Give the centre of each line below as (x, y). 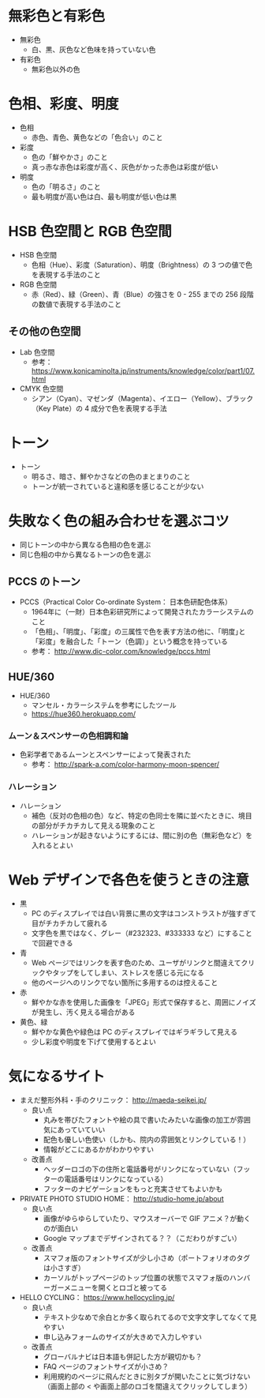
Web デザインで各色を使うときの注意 (129, 879)
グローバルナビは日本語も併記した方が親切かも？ (123, 1356)
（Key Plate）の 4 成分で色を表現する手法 (99, 408)
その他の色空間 (45, 331)
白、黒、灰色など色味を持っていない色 (93, 49)
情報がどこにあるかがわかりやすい (98, 1149)
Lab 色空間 (37, 351)
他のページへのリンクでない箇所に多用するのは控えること (125, 982)
